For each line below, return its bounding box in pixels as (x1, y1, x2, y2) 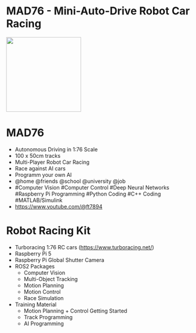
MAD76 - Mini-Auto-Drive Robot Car (6, 4, 190, 18)
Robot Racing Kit (6, 224, 91, 237)
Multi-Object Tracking (23, 275, 78, 282)
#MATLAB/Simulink (14, 196, 63, 204)
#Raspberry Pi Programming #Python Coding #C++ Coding (14, 190, 161, 197)
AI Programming (23, 320, 64, 327)
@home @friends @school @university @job (14, 178, 126, 185)
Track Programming (23, 313, 73, 320)
